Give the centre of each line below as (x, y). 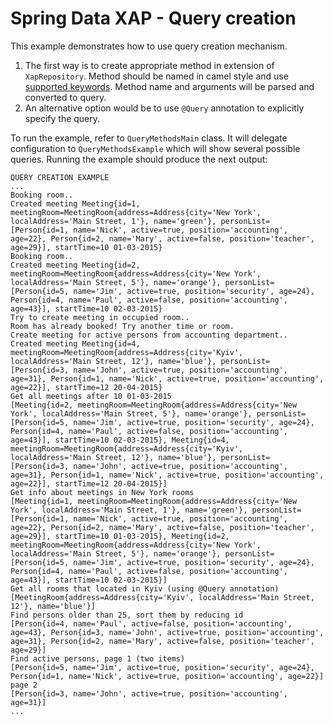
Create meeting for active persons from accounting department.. (149, 335)
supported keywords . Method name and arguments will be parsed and (169, 86)
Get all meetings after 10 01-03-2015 (91, 396)
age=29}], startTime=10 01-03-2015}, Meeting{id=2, (120, 536)
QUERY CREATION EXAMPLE (60, 177)
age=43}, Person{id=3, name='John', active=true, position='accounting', (167, 632)
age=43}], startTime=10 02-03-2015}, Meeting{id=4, (120, 440)
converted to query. (65, 97)
